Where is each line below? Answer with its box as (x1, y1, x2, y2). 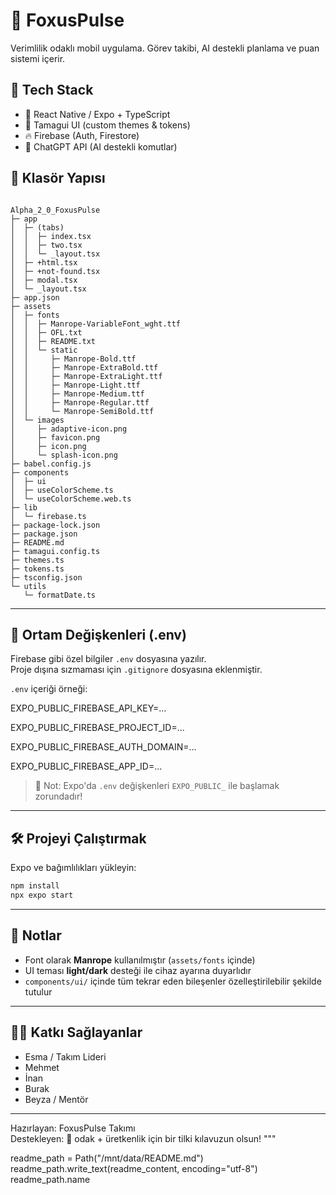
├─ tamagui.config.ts (10, 546, 101, 556)
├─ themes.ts (10, 555, 65, 565)
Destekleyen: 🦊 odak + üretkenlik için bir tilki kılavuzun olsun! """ (10, 1132, 277, 1144)
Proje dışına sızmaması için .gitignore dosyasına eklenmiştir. (10, 664, 263, 676)
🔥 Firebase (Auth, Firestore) (24, 129, 140, 141)
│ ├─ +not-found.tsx (10, 266, 101, 276)
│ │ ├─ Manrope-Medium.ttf (10, 389, 145, 399)
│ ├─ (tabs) (10, 222, 65, 233)
